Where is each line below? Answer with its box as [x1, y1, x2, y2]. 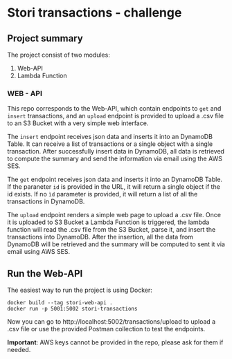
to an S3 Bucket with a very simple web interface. [7, 119, 149, 127]
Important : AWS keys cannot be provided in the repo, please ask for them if [7, 338, 224, 347]
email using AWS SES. [7, 248, 71, 256]
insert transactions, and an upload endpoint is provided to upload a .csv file [7, 112, 224, 120]
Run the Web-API [7, 268, 83, 279]
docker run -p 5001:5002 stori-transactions [7, 306, 138, 313]
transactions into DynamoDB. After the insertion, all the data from [7, 233, 194, 241]
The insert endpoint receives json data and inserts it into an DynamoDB [7, 133, 213, 141]
